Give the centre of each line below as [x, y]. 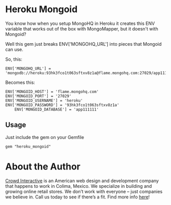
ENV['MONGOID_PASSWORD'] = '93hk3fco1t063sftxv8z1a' [62, 105]
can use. [15, 49]
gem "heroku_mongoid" [28, 146]
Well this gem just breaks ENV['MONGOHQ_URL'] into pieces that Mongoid [83, 44]
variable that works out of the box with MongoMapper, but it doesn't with [82, 28]
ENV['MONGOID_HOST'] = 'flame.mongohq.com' [52, 92]
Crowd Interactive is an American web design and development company [82, 181]
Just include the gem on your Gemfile [45, 137]
